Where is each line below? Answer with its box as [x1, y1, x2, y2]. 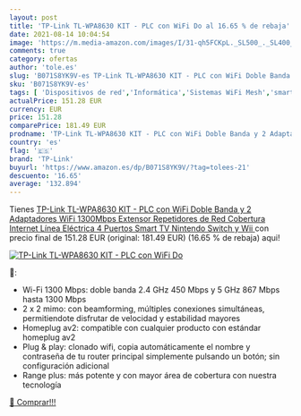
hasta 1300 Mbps [21, 294, 87, 305]
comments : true [9, 47, 66, 55]
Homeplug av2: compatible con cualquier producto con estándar [21, 323, 262, 334]
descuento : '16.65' [9, 171, 82, 180]
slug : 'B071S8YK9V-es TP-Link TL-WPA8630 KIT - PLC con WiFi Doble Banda [9, 72, 291, 81]
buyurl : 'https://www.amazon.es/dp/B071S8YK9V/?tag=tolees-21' [9, 163, 251, 172]
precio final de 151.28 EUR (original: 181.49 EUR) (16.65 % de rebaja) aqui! [9, 233, 280, 243]
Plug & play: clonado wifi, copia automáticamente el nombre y [21, 342, 251, 352]
